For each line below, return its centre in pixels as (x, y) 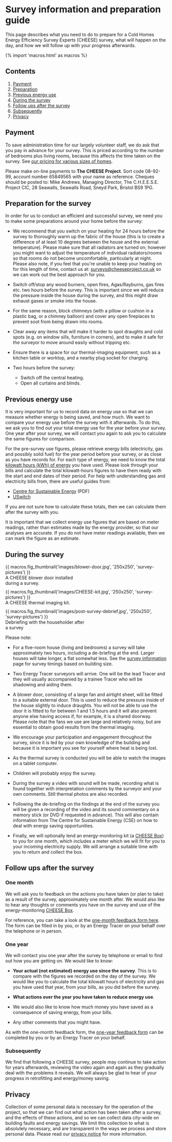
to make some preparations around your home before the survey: (74, 221)
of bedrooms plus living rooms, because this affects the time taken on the (83, 156)
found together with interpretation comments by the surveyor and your (87, 789)
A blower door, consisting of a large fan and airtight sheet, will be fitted (88, 694)
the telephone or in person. (34, 931)
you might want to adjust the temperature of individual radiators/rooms (87, 253)
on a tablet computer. (35, 763)
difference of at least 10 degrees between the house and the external (85, 242)
